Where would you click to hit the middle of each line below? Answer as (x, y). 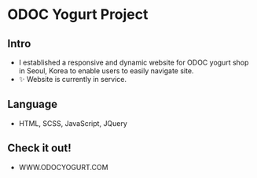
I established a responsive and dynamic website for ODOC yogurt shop (134, 62)
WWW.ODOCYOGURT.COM (63, 167)
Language (33, 104)
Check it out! (39, 148)
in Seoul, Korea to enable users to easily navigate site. (106, 71)
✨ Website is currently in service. (73, 79)
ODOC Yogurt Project (78, 15)
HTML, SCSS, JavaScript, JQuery (73, 123)
